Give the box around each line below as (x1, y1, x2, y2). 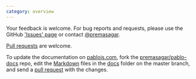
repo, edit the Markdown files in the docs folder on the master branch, (19, 60, 190, 67)
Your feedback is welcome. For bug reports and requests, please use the (6, 25, 183, 32)
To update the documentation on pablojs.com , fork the (6, 53, 139, 60)
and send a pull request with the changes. (6, 66, 108, 73)
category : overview (6, 8, 54, 15)
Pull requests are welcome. (6, 42, 72, 49)
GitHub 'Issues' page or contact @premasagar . (6, 30, 120, 38)
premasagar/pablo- (139, 53, 187, 60)
